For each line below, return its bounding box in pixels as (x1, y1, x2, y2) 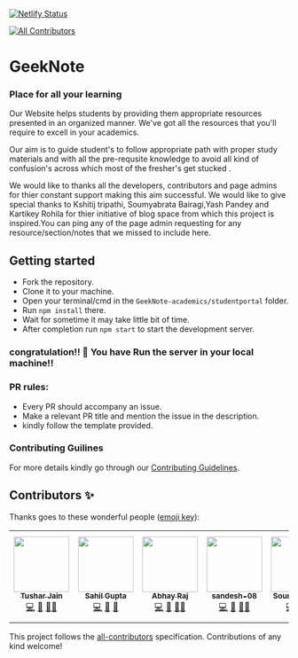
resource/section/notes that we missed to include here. (9, 227, 211, 239)
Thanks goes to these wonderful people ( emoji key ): (9, 511, 200, 522)
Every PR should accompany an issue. (21, 401, 162, 411)
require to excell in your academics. (9, 127, 140, 137)
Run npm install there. (21, 305, 106, 316)
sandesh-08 (211, 591, 257, 601)
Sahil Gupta (84, 591, 127, 601)
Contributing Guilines (9, 442, 104, 454)
